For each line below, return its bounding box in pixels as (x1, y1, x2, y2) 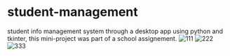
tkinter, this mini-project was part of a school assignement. (7, 34, 177, 42)
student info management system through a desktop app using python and (7, 27, 223, 35)
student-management (7, 4, 138, 20)
